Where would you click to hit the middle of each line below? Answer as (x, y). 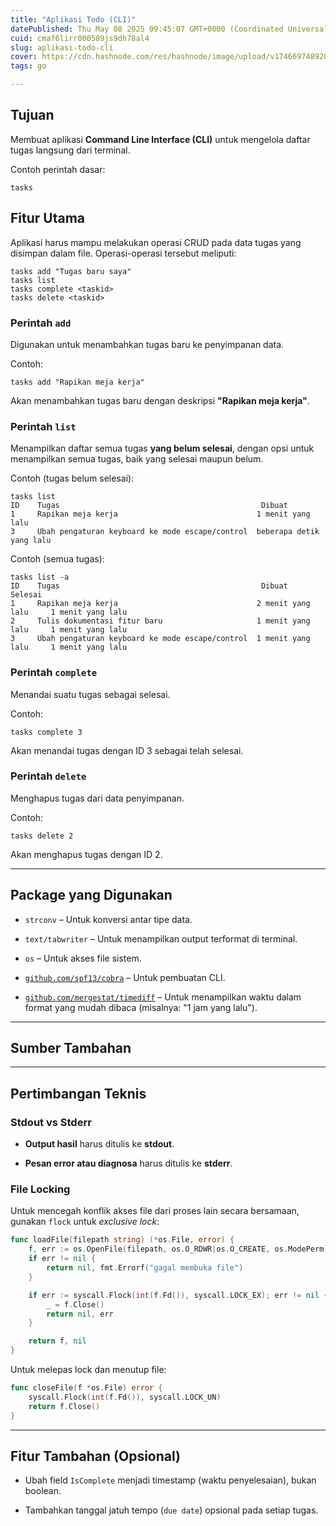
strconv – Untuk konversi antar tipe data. (108, 919)
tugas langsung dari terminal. (70, 150)
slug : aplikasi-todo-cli (62, 47)
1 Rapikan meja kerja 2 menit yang (160, 604)
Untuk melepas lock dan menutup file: (88, 1370)
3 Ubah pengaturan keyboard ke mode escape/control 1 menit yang (160, 639)
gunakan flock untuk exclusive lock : (85, 1222)
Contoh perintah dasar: (58, 169)
